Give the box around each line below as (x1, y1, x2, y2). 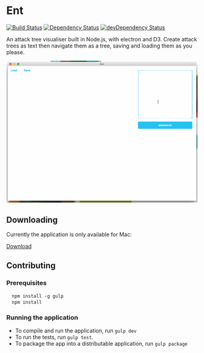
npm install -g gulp (12, 293, 64, 299)
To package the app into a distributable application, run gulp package (15, 340, 188, 348)
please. (6, 48, 25, 55)
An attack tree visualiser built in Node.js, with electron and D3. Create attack (6, 35, 197, 43)
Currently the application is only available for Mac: (6, 231, 132, 238)
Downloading (6, 214, 58, 225)
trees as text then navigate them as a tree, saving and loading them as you (6, 42, 192, 49)
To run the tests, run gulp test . (15, 334, 93, 341)
